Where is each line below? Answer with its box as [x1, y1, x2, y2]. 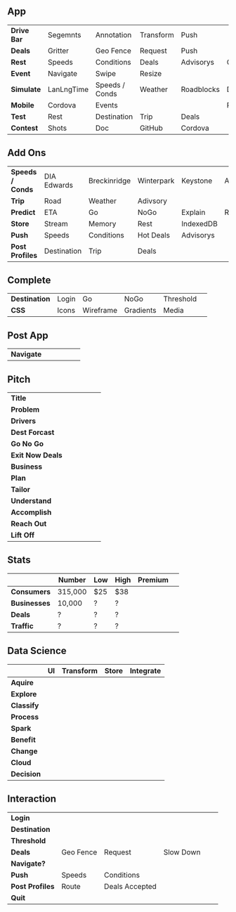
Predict [11, 207, 36, 217]
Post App [7, 330, 48, 341]
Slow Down [163, 847, 201, 856]
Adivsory [137, 196, 167, 206]
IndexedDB [181, 219, 218, 228]
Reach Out [11, 519, 47, 529]
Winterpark [137, 176, 175, 185]
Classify [11, 701, 39, 710]
